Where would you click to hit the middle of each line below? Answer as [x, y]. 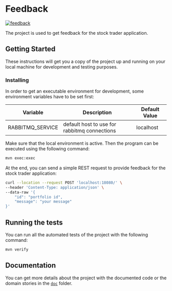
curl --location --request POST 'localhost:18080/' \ [64, 183]
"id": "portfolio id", [39, 197]
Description [97, 113]
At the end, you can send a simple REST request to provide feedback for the [85, 168]
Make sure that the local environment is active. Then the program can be [82, 143]
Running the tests [34, 222]
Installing [17, 80]
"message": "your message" [43, 202]
